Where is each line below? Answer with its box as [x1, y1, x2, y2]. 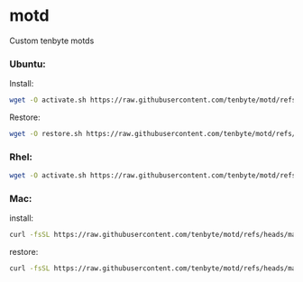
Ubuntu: [9, 58, 47, 70]
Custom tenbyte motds [9, 35, 95, 46]
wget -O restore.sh [9, 130, 83, 139]
